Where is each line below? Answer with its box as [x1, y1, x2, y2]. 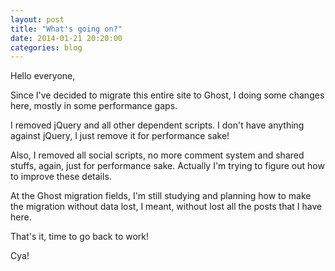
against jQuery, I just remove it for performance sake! [10, 130, 230, 142]
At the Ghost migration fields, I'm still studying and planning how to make [10, 190, 312, 202]
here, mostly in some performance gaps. [10, 100, 178, 112]
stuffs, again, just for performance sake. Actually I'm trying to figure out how [10, 160, 325, 172]
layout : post [10, 14, 65, 25]
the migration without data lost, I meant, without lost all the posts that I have [10, 201, 323, 213]
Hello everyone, [10, 70, 76, 82]
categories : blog [10, 42, 83, 53]
